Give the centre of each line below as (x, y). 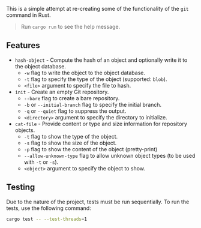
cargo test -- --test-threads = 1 (46, 219)
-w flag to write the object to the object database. (85, 73)
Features (23, 45)
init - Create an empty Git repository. (62, 92)
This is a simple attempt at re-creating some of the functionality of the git (97, 9)
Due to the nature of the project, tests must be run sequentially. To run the (98, 202)
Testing (21, 187)
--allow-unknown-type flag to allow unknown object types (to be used (109, 155)
